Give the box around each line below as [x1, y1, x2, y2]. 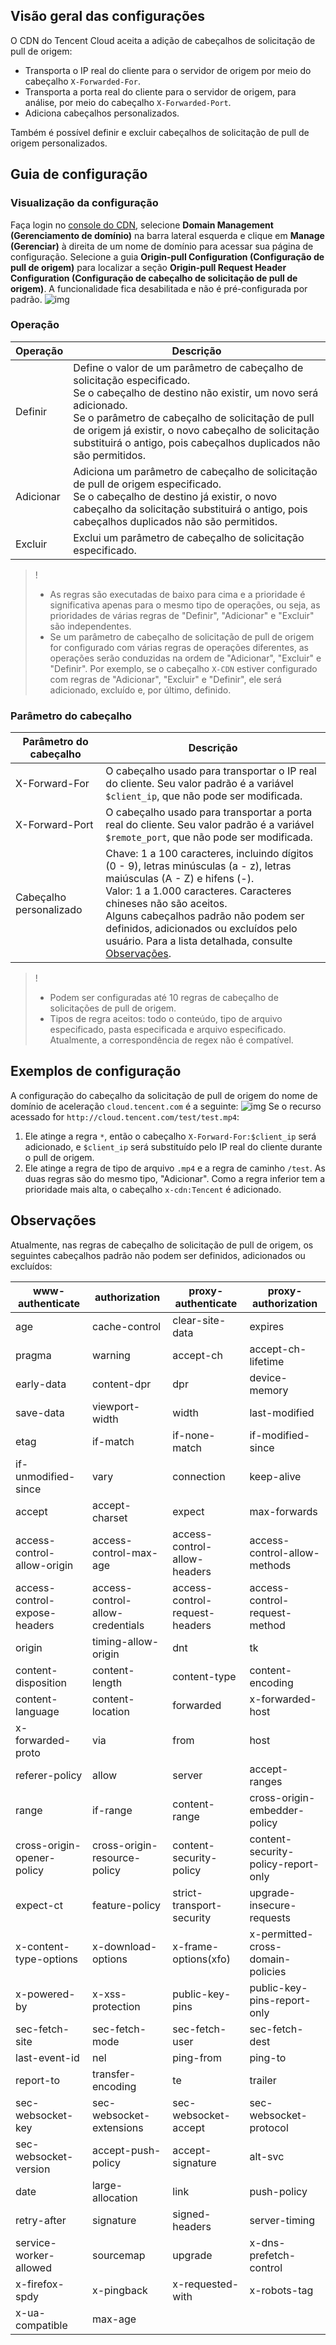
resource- [91, 1850, 142, 1864]
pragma [15, 1348, 52, 1362]
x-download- [91, 1939, 158, 1953]
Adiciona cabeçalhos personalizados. [24, 107, 180, 119]
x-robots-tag [249, 2283, 314, 2297]
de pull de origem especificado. [73, 477, 222, 491]
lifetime [249, 1354, 285, 1368]
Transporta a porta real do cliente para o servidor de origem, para [24, 85, 297, 98]
